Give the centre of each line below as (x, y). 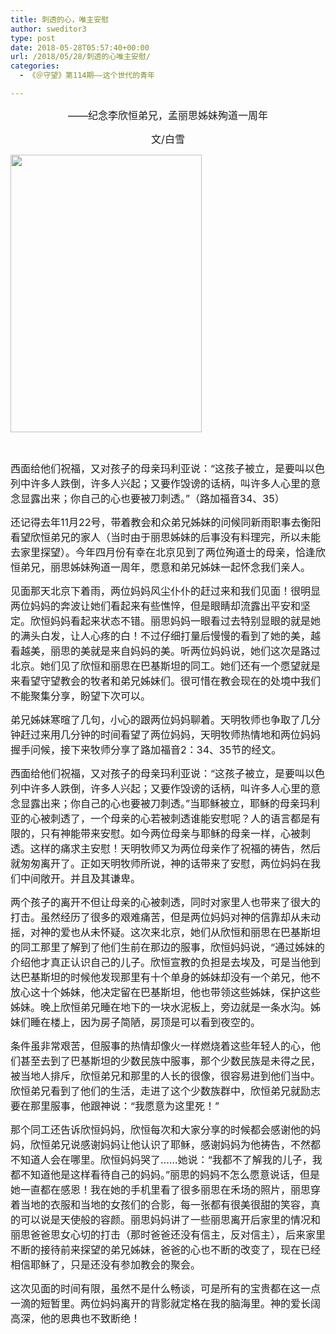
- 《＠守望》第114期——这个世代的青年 (87, 76)
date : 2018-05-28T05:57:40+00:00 (80, 47)
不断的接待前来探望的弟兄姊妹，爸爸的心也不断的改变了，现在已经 (166, 1249)
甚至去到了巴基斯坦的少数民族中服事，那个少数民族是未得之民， (171, 1061)
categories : (35, 66)
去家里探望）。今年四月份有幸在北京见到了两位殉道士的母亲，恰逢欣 (168, 552)
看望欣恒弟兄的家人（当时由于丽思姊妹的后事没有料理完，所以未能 (166, 537)
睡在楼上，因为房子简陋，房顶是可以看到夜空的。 (146, 1022)
